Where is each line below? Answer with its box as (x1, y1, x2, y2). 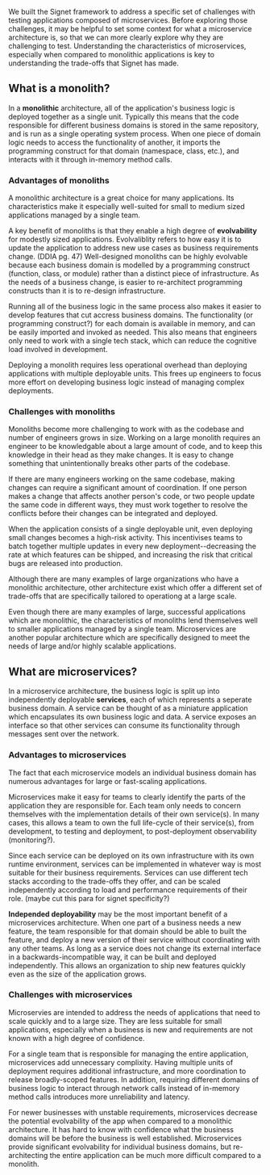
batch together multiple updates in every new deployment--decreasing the (8, 541, 256, 552)
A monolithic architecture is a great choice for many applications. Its (8, 193, 235, 203)
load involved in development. (8, 345, 108, 355)
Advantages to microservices (8, 749, 127, 761)
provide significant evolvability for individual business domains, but (8, 1142, 232, 1152)
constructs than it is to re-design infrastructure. (8, 286, 166, 296)
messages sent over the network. (8, 729, 119, 739)
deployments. (8, 386, 54, 396)
